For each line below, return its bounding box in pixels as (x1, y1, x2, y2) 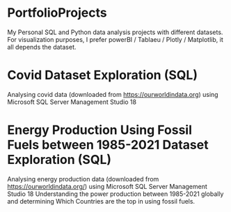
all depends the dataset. (7, 43, 77, 51)
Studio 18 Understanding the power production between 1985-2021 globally (7, 190, 224, 198)
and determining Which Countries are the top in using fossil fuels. (7, 197, 196, 205)
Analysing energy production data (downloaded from (7, 174, 159, 183)
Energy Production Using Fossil (7, 122, 193, 138)
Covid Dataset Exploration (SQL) (7, 68, 198, 83)
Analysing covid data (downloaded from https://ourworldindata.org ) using (7, 90, 218, 98)
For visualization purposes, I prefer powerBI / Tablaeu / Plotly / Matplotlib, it (7, 35, 224, 43)
